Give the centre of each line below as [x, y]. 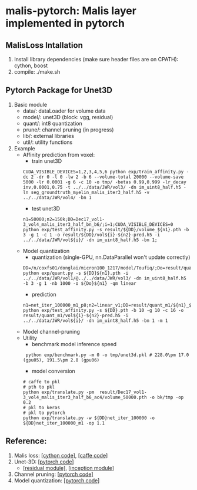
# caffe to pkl [41, 382]
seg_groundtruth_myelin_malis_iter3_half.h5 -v [90, 192]
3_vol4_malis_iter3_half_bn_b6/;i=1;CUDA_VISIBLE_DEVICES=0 [98, 224]
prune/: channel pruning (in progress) [68, 129]
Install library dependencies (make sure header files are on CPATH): [96, 59]
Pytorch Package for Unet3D [59, 91]
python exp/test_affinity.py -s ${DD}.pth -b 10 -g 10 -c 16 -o [103, 310]
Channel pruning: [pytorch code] [54, 474]
